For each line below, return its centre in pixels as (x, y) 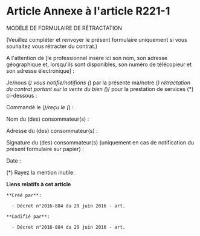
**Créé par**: (24, 195)
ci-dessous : (22, 95)
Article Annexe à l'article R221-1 (88, 11)
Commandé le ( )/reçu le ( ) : (40, 107)
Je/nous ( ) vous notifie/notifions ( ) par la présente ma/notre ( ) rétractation (98, 83)
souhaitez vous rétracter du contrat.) (52, 46)
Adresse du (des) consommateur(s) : (52, 130)
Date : (14, 160)
